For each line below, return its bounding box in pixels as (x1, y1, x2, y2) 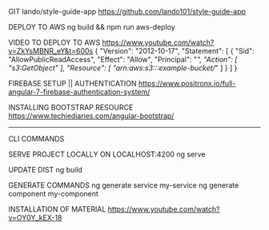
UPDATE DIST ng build (8, 165, 82, 174)
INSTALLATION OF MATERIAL (8, 204, 106, 214)
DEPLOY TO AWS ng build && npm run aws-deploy (8, 22, 176, 31)
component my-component (8, 189, 98, 198)
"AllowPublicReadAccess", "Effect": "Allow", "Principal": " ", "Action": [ (8, 55, 238, 64)
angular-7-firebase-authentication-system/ (8, 87, 151, 97)
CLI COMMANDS (8, 134, 65, 143)
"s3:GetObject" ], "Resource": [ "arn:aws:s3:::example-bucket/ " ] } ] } (8, 63, 238, 73)
